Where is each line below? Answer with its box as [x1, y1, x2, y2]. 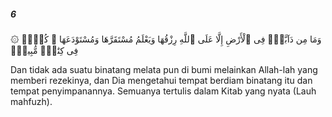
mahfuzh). [10, 95, 53, 107]
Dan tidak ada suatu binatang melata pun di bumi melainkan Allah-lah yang [10, 63, 318, 75]
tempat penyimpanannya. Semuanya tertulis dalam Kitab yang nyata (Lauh [10, 85, 317, 97]
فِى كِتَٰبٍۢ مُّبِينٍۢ [10, 44, 79, 56]
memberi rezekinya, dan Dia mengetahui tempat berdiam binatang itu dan [10, 74, 313, 86]
